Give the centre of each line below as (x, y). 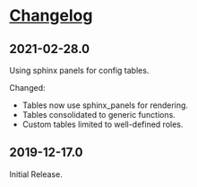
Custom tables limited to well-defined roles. (103, 124)
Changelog (51, 16)
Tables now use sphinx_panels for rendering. (105, 105)
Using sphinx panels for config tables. (79, 70)
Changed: (27, 88)
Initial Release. (36, 174)
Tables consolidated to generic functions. (99, 115)
